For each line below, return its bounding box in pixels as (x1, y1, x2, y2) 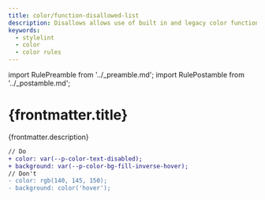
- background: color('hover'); (8, 184, 111, 192)
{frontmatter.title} (8, 106, 129, 124)
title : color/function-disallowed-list (8, 11, 140, 20)
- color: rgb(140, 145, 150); (8, 177, 108, 185)
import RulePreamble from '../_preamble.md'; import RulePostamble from (8, 70, 244, 79)
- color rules (15, 48, 62, 56)
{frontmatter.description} (8, 132, 89, 142)
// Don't (8, 169, 37, 178)
